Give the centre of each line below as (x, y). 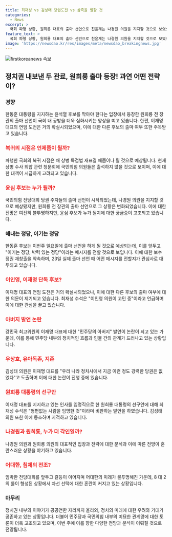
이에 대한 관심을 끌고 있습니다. (35, 305)
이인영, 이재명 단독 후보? (34, 280)
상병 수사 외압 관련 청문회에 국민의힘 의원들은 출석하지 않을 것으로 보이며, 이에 (83, 166)
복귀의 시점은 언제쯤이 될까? (38, 148)
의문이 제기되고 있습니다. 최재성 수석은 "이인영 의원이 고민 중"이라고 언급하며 (87, 298)
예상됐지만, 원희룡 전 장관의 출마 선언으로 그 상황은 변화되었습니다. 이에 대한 (90, 207)
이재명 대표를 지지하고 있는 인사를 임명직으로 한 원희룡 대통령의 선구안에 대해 (82, 404)
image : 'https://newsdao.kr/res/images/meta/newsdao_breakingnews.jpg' (83, 44)
